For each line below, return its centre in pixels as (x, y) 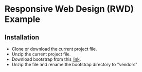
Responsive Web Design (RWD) (69, 9)
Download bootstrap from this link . (46, 59)
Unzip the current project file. (41, 54)
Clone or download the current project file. (54, 49)
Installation (22, 37)
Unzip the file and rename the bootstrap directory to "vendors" (74, 64)
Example (22, 19)
